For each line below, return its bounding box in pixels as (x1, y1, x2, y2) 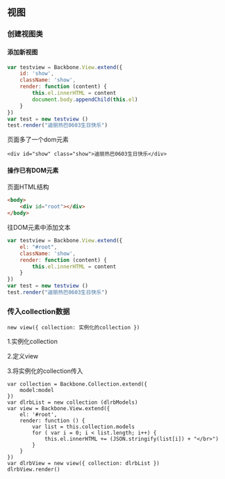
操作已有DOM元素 (7, 166, 59, 174)
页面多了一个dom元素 (7, 135, 69, 144)
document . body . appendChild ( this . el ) (32, 96, 138, 103)
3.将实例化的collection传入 (7, 367, 83, 375)
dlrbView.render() (7, 466, 60, 473)
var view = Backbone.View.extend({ (7, 405, 110, 412)
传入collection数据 (7, 306, 70, 316)
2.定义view (7, 352, 39, 361)
